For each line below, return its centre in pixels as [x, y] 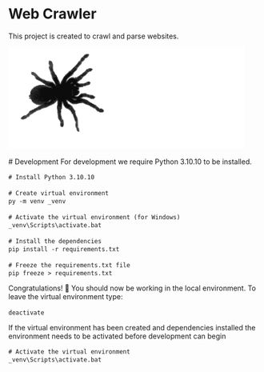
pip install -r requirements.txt [64, 250]
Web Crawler [53, 14]
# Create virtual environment [59, 194]
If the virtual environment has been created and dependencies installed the [132, 328]
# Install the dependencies [55, 242]
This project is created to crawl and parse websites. [94, 36]
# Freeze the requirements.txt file [69, 266]
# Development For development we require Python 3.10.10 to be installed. [130, 162]
